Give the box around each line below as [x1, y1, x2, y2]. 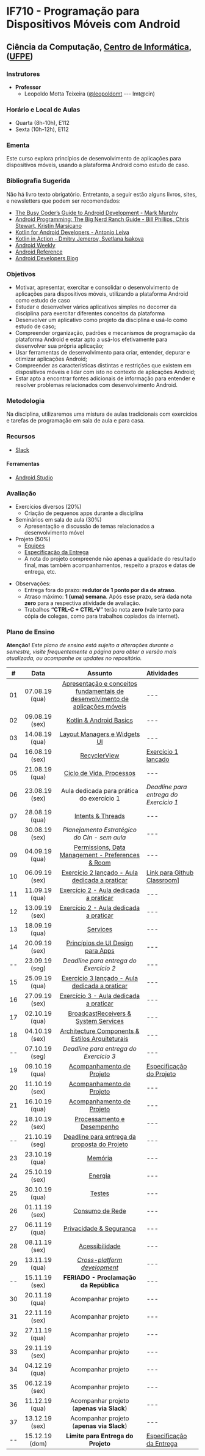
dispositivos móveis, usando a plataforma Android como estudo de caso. [6, 161, 190, 169]
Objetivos [6, 269, 36, 278]
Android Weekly [15, 241, 56, 249]
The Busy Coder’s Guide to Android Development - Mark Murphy [15, 209, 179, 216]
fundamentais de [75, 687, 124, 696]
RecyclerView [80, 751, 120, 760]
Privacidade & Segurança [63, 1225, 136, 1233]
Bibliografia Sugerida [6, 176, 71, 185]
